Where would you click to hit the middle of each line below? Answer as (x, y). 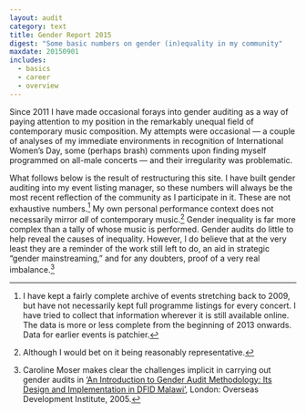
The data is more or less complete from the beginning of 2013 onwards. (157, 325)
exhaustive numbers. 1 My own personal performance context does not (142, 208)
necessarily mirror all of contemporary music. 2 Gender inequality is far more (153, 218)
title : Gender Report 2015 (61, 35)
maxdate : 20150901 (44, 52)
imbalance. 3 (32, 268)
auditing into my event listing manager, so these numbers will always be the (151, 187)
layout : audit (36, 18)
